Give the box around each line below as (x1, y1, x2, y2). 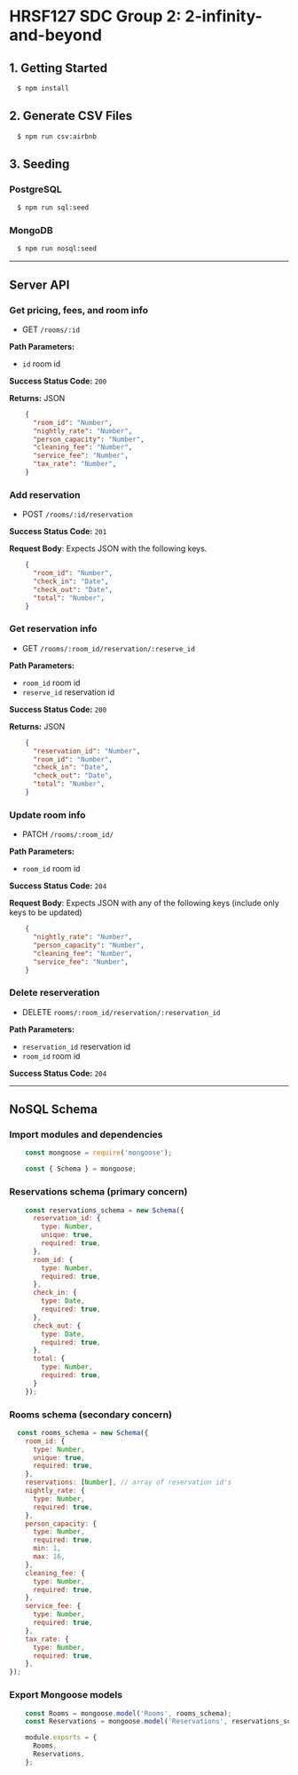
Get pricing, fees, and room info (9, 304, 149, 316)
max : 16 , (32, 1552, 66, 1561)
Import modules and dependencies (9, 1129, 163, 1141)
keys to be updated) (9, 907, 82, 918)
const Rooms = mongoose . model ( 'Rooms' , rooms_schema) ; (25, 1708, 232, 1718)
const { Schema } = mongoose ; (25, 1164, 137, 1173)
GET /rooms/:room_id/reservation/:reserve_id (21, 643, 195, 653)
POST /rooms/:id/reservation (21, 509, 133, 520)
